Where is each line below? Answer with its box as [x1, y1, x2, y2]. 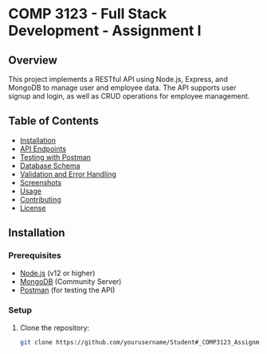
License [19, 203, 46, 212]
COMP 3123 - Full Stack [8, 5, 167, 23]
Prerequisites [8, 250, 61, 261]
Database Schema [19, 161, 80, 170]
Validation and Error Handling [19, 169, 117, 179]
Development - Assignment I [8, 21, 202, 40]
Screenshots [19, 177, 62, 187]
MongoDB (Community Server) [19, 276, 122, 286]
